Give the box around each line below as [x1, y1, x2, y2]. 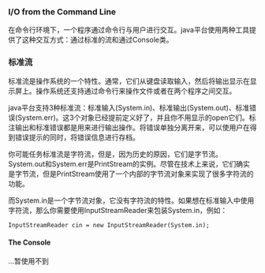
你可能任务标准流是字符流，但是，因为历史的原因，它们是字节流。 [8, 149, 222, 159]
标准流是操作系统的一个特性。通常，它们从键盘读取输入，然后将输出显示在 [8, 76, 250, 85]
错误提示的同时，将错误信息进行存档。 [14, 133, 140, 142]
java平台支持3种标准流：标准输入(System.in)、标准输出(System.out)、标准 [8, 103, 250, 112]
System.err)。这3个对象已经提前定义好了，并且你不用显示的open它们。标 [17, 113, 256, 122]
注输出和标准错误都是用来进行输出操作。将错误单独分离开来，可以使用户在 [8, 122, 250, 132]
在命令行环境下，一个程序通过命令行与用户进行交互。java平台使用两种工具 [8, 25, 250, 35]
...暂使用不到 [8, 256, 50, 266]
